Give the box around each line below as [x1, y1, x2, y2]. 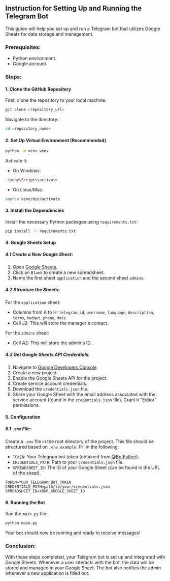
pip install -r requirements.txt [5, 229, 76, 234]
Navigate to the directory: [5, 117, 59, 123]
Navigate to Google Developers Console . [12, 364, 98, 371]
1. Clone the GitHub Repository [5, 86, 72, 92]
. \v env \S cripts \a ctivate [5, 178, 58, 183]
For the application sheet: [5, 299, 61, 306]
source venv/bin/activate [5, 196, 60, 202]
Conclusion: [5, 542, 36, 549]
